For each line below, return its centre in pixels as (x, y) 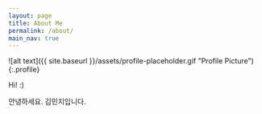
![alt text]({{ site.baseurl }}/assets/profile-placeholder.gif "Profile (116, 61)
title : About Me (35, 23)
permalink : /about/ (41, 31)
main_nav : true (34, 38)
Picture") (239, 61)
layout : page (30, 16)
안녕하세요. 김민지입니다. (47, 102)
